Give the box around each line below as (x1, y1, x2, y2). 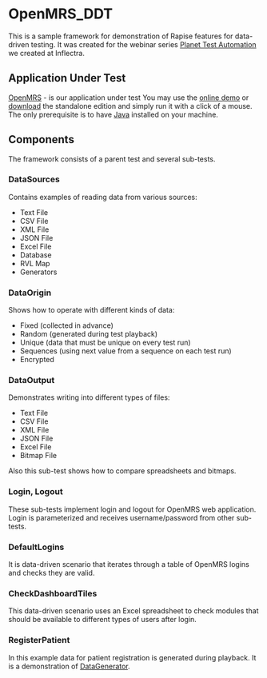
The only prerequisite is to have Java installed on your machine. (8, 110, 218, 119)
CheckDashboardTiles (8, 588, 98, 599)
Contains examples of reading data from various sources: (8, 192, 197, 201)
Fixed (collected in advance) (19, 321, 114, 330)
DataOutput (8, 375, 55, 386)
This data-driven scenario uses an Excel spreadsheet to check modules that (8, 606, 259, 616)
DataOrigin (8, 287, 52, 298)
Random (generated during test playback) (19, 329, 158, 339)
